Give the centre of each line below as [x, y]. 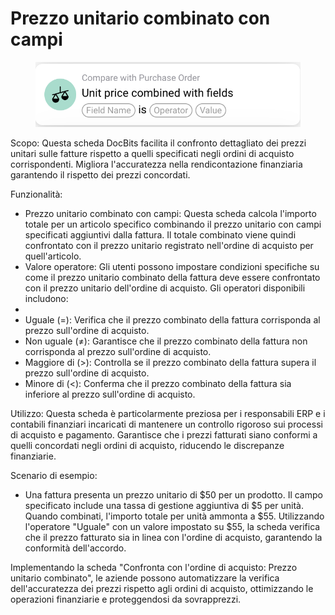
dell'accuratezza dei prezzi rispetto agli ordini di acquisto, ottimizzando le [162, 589]
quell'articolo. [53, 256]
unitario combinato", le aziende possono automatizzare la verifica [145, 578]
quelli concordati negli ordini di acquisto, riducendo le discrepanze [147, 446]
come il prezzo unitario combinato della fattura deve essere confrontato [172, 278]
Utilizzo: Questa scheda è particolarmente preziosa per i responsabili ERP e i [168, 414]
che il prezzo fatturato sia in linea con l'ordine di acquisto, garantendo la [173, 538]
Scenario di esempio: [54, 476]
